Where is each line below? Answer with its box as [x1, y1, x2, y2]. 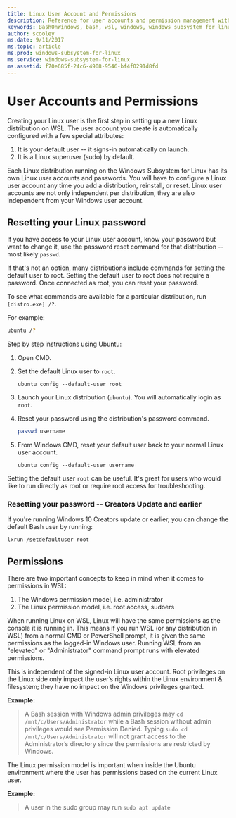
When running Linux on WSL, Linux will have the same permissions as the [7, 616, 221, 625]
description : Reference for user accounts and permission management [7, 17, 216, 24]
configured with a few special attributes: [7, 131, 124, 140]
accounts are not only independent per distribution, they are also [7, 188, 195, 197]
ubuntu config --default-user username [17, 462, 135, 469]
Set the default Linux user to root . [17, 367, 116, 376]
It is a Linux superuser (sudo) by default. [17, 152, 135, 161]
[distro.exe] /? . [7, 300, 57, 309]
